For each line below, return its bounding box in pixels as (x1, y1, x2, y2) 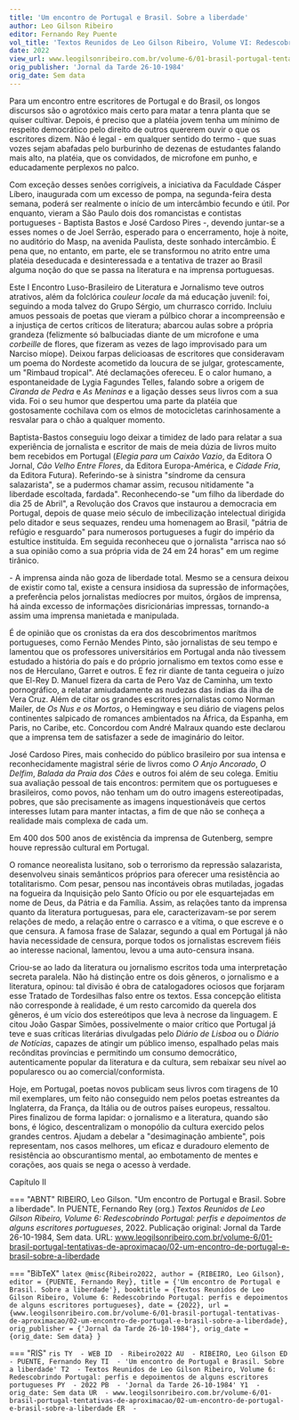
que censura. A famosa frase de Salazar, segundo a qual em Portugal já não (9, 925, 287, 937)
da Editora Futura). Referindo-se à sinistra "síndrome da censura (9, 469, 246, 480)
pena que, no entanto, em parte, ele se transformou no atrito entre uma (9, 245, 271, 256)
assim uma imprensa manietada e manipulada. (9, 610, 180, 621)
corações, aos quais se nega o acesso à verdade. (9, 1159, 191, 1169)
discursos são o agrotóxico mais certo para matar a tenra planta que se (9, 104, 271, 116)
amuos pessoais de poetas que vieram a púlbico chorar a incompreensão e (9, 310, 286, 321)
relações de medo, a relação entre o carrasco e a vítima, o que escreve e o (9, 916, 284, 927)
